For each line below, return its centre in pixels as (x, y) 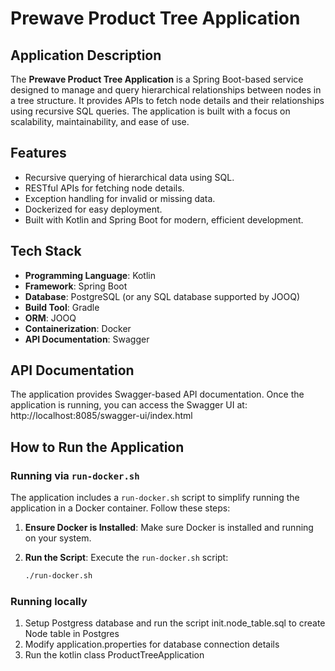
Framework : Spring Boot (76, 286)
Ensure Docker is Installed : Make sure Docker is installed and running (169, 528)
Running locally (49, 601)
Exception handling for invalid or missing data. (120, 198)
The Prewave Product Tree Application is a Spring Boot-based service (157, 79)
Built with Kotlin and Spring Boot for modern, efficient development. (164, 219)
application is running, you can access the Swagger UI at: (129, 405)
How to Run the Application (97, 447)
